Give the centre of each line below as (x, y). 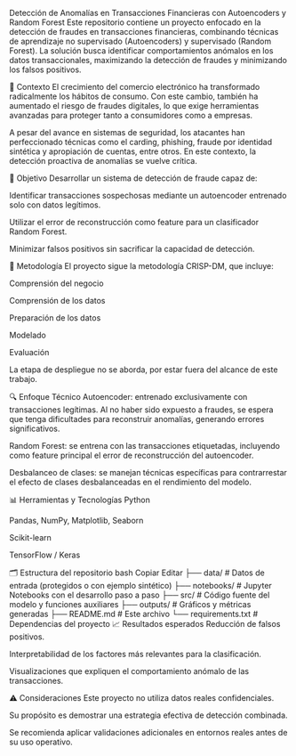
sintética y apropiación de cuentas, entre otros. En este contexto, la (132, 151)
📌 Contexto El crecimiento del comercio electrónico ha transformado (135, 87)
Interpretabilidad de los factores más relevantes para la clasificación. (136, 654)
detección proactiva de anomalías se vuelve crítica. (103, 161)
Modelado (28, 335)
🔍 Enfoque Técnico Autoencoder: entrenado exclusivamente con (128, 397)
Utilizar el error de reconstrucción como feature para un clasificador (134, 222)
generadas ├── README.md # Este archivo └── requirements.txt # (134, 614)
